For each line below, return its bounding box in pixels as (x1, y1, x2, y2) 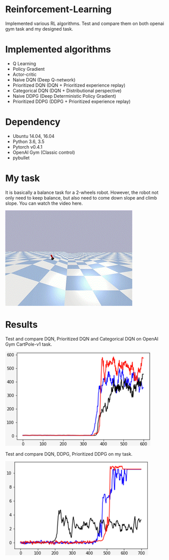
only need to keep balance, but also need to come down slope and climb (5, 194, 157, 201)
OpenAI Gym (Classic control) (12, 149, 75, 155)
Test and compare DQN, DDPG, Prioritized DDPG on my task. (5, 451, 133, 457)
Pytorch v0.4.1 (12, 144, 43, 150)
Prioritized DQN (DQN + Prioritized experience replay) (12, 82, 126, 88)
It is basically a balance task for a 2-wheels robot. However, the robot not (5, 189, 159, 195)
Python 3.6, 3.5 (12, 138, 45, 145)
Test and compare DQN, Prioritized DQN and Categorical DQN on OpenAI (5, 335, 159, 342)
